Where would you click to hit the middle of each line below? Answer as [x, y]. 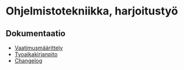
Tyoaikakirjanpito [36, 54]
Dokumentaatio [36, 33]
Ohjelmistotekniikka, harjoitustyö [92, 11]
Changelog [28, 61]
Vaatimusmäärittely [39, 48]
